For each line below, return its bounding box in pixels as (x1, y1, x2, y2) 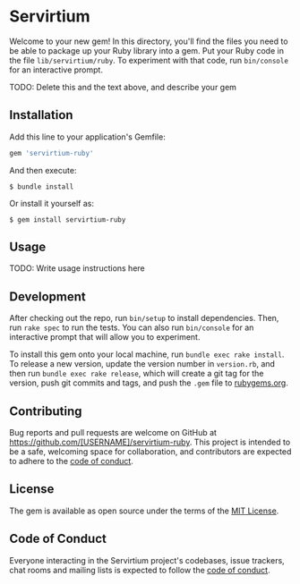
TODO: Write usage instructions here (9, 263, 145, 274)
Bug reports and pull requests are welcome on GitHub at (9, 427, 218, 438)
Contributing (9, 403, 82, 419)
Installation (9, 107, 73, 123)
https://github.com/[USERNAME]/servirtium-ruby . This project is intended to (9, 436, 291, 448)
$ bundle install (9, 182, 74, 191)
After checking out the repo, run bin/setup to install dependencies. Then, (9, 313, 279, 324)
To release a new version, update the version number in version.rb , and (9, 359, 276, 369)
